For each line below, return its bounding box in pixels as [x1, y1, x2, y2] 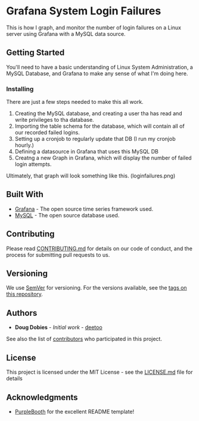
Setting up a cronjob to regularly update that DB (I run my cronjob [14, 136, 176, 143]
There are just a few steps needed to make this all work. [6, 99, 144, 106]
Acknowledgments [6, 392, 79, 402]
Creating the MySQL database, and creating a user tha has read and [14, 110, 183, 117]
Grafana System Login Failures [6, 4, 161, 18]
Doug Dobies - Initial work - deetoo [14, 324, 102, 331]
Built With [6, 189, 43, 199]
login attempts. [14, 161, 52, 168]
